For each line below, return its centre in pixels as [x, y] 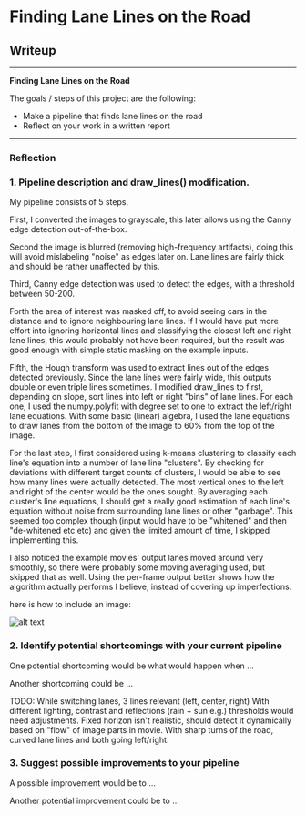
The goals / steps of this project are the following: [102, 98]
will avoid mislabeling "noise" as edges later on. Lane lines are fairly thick [147, 257]
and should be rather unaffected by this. [85, 267]
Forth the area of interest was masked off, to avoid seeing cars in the [138, 311]
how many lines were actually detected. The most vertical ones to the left [147, 482]
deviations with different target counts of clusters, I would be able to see [145, 473]
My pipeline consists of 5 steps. [69, 202]
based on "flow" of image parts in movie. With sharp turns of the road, [142, 729]
